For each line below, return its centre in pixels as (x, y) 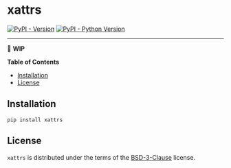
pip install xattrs (35, 120)
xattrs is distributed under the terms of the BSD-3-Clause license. (101, 157)
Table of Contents (33, 62)
